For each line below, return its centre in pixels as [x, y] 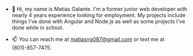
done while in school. [37, 27]
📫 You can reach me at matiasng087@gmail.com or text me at [88, 39]
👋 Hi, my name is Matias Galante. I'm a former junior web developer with [99, 9]
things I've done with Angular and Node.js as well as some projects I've [98, 21]
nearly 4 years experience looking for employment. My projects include [99, 15]
